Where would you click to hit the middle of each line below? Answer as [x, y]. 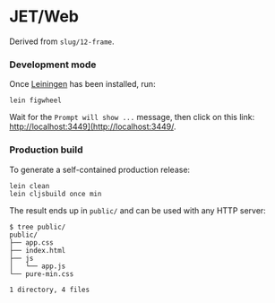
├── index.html [38, 250]
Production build [46, 150]
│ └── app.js [38, 266]
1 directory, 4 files [50, 290]
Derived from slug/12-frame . [62, 41]
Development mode [53, 65]
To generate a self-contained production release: [100, 169]
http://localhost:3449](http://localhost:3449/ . [93, 126]
